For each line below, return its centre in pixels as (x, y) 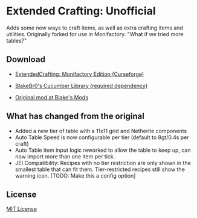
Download (26, 59)
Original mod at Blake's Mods (52, 97)
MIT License (22, 209)
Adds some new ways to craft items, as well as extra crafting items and (95, 28)
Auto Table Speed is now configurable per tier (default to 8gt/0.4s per (102, 137)
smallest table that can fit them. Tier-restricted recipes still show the (100, 169)
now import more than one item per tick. (65, 156)
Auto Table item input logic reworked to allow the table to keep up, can (103, 150)
